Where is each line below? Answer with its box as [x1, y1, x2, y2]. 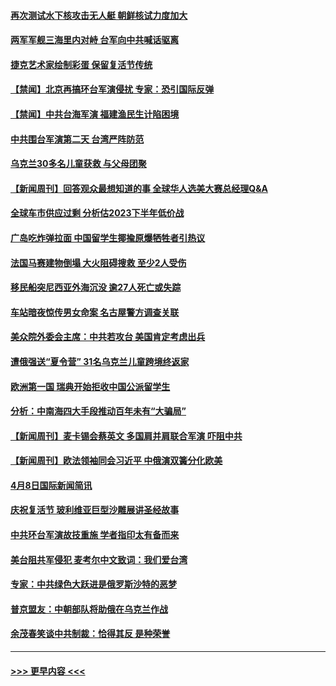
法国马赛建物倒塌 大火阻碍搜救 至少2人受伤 [10, 256, 187, 269]
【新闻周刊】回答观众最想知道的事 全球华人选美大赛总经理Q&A [10, 182, 269, 194]
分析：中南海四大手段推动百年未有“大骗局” [10, 405, 187, 417]
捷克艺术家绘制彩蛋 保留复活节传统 [10, 58, 153, 70]
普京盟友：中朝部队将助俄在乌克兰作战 [10, 603, 168, 615]
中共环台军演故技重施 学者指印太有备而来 [10, 529, 180, 541]
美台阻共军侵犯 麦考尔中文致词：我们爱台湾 [10, 553, 188, 565]
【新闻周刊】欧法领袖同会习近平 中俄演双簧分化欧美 [10, 455, 223, 467]
